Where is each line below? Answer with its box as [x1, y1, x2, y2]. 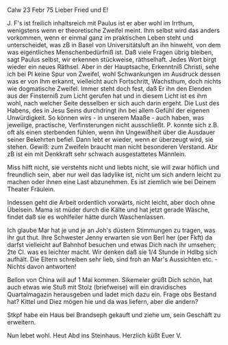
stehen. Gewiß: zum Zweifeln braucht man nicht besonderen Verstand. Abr [7, 143, 218, 151]
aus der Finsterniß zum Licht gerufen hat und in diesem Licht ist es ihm [7, 92, 207, 100]
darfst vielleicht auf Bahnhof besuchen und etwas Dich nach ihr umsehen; [7, 241, 216, 248]
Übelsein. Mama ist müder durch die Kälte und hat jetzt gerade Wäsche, [7, 205, 210, 214]
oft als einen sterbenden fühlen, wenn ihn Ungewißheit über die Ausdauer [7, 128, 216, 136]
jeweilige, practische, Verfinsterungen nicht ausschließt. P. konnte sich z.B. [7, 121, 219, 129]
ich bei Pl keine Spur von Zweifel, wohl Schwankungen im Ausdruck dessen [7, 70, 221, 78]
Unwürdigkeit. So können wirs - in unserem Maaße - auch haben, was [7, 114, 205, 122]
